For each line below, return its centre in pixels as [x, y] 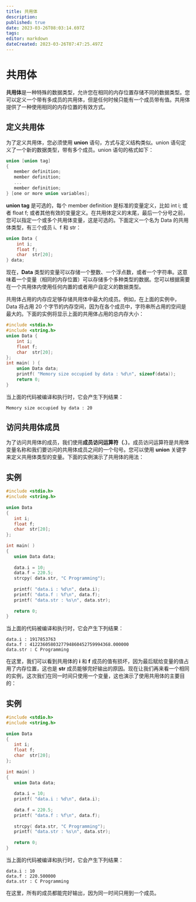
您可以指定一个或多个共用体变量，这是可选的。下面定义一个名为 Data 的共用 [97, 220]
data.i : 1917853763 [31, 640]
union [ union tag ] [28, 161]
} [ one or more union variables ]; [48, 193]
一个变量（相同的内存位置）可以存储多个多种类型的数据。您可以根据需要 [103, 279]
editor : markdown [27, 39]
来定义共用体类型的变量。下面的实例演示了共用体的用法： [75, 457]
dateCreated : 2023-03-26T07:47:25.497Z [55, 45]
